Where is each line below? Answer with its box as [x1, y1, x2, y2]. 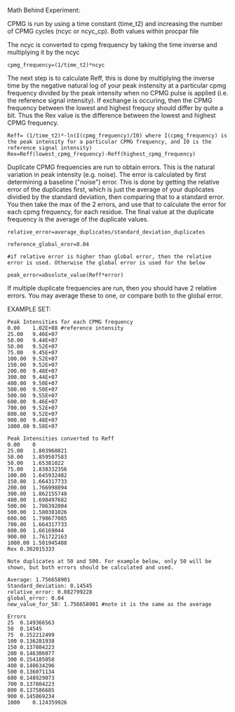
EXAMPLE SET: [7, 305, 51, 313]
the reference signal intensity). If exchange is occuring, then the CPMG [7, 96, 213, 105]
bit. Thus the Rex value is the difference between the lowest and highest [7, 112, 216, 119]
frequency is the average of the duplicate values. [7, 215, 149, 223]
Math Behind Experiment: [7, 6, 81, 14]
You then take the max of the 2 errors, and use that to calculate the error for [7, 200, 227, 208]
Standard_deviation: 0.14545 [7, 582, 93, 589]
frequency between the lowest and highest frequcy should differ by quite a [7, 104, 223, 112]
